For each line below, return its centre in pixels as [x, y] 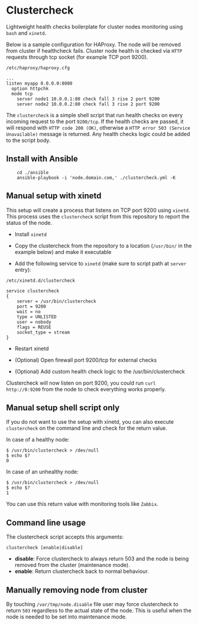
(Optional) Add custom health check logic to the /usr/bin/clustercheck [100, 371]
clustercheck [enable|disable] [45, 548]
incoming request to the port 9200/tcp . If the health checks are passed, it [95, 121]
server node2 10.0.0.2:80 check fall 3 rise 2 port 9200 [88, 104]
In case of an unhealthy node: [42, 472]
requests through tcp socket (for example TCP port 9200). [77, 57]
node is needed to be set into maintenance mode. [66, 617]
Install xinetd [31, 234]
